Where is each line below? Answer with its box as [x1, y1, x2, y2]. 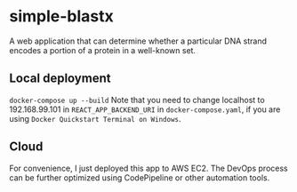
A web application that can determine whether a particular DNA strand [9, 36, 268, 46]
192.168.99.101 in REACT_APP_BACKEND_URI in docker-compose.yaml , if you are [9, 104, 281, 115]
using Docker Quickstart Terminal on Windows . [9, 113, 181, 124]
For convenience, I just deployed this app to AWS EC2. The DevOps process [9, 163, 288, 173]
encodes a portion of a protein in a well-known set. [9, 44, 197, 55]
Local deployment [9, 71, 111, 86]
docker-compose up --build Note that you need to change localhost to [9, 94, 265, 105]
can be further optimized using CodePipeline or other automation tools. [9, 172, 270, 183]
